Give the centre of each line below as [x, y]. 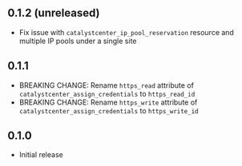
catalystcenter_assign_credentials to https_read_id [107, 93]
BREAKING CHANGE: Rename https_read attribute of [106, 85]
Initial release [41, 155]
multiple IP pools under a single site [78, 41]
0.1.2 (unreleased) [54, 13]
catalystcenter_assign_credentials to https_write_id [109, 110]
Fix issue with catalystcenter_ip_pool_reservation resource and [126, 32]
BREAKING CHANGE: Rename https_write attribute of [108, 102]
